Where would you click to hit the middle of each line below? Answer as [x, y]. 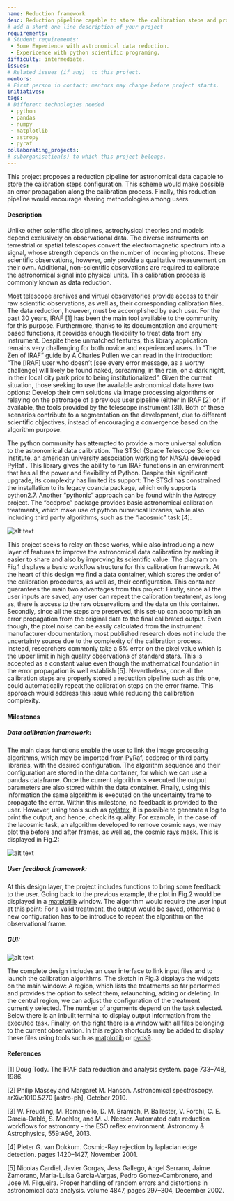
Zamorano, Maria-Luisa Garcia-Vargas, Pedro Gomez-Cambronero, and [110, 1175]
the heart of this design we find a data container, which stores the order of [114, 575]
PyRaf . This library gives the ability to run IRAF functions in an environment [116, 466]
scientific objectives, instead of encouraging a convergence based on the [113, 422]
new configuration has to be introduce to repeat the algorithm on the [106, 916]
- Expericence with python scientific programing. [85, 53]
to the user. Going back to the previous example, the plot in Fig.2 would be [114, 894]
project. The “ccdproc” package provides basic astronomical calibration [110, 503]
